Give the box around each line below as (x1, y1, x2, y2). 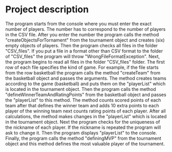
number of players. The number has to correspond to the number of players (5, 26, 166, 32)
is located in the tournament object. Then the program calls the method (5, 86, 157, 92)
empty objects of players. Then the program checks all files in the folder (5, 42, 158, 48)
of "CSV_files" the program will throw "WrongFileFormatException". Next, (5, 53, 160, 60)
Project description (5, 4, 89, 15)
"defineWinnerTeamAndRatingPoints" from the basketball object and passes (5, 91, 167, 98)
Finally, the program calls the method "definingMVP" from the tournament (5, 135, 162, 141)
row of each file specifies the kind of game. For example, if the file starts (5, 64, 159, 70)
